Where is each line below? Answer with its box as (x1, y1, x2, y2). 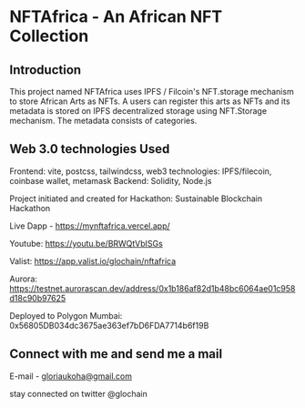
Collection (9, 25, 89, 46)
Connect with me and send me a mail (9, 346, 223, 362)
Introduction (9, 62, 82, 77)
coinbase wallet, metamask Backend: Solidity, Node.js (9, 175, 212, 186)
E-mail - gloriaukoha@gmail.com (9, 371, 132, 382)
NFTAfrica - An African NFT (9, 6, 223, 27)
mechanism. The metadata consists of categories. (9, 116, 198, 126)
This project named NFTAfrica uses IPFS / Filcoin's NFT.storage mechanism (9, 87, 294, 97)
